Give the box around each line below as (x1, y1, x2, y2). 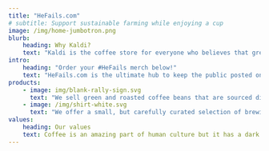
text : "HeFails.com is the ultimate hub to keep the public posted (22, 71, 252, 79)
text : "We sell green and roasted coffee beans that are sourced (29, 93, 252, 101)
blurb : (8, 34, 30, 42)
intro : (8, 57, 30, 65)
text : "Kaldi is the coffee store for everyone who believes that (22, 49, 249, 57)
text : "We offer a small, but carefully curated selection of (29, 109, 242, 117)
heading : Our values (22, 123, 91, 131)
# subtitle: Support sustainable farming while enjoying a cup (8, 19, 224, 27)
